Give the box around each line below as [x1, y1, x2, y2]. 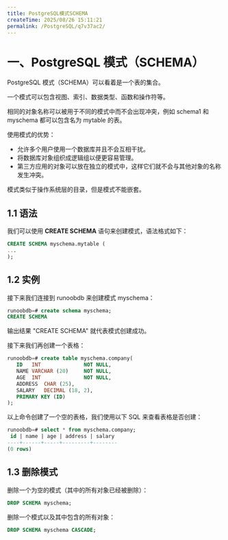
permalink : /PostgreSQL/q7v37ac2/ [7, 23, 106, 29]
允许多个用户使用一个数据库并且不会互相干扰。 [16, 145, 149, 154]
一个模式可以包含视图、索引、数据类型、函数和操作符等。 [7, 93, 169, 101]
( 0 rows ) [7, 445, 32, 452]
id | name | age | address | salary [10, 433, 115, 440]
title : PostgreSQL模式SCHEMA [7, 10, 88, 17]
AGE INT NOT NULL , [16, 374, 112, 381]
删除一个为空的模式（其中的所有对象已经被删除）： [7, 486, 149, 494]
